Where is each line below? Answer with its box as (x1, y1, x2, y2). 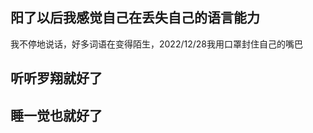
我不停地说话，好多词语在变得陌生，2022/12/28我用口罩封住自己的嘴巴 (10, 38, 303, 50)
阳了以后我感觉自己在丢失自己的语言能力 (10, 9, 260, 27)
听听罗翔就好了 (10, 70, 103, 87)
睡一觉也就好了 (10, 107, 103, 124)
